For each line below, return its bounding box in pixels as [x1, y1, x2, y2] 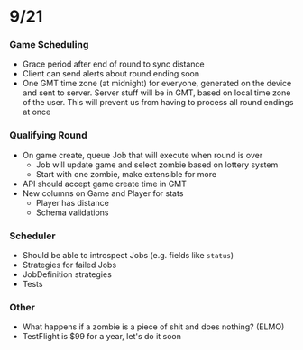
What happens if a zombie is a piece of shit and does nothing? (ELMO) [22, 321, 285, 332]
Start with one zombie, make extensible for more [35, 168, 217, 179]
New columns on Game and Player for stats [22, 187, 184, 199]
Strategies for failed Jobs [22, 259, 117, 271]
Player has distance [35, 197, 110, 208]
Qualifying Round [9, 129, 87, 141]
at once [22, 106, 51, 118]
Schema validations [35, 207, 109, 218]
